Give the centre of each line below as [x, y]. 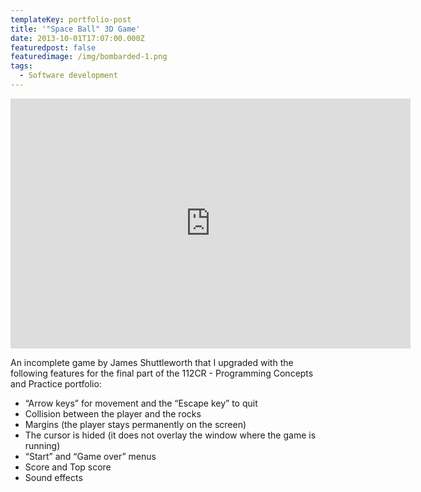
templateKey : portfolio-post [71, 19]
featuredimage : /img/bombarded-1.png [89, 57]
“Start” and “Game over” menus [90, 456]
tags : [21, 66]
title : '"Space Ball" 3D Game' [75, 29]
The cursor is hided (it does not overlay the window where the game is [170, 435]
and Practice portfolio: [56, 383]
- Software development [68, 76]
